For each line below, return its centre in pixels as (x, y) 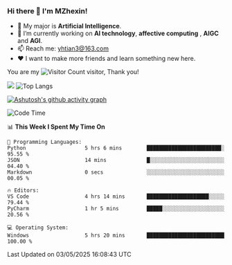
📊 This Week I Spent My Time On (56, 127)
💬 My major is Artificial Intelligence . (69, 26)
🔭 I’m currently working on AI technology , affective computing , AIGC (118, 33)
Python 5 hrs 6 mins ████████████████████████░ (116, 148)
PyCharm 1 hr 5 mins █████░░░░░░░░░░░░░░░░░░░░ (116, 209)
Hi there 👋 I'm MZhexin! (47, 11)
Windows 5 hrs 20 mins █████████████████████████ (116, 236)
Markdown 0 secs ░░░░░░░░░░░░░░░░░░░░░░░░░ (116, 172)
